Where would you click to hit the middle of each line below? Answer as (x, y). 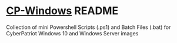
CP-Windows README (62, 11)
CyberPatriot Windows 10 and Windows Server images (72, 33)
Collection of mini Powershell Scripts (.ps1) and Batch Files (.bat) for (88, 27)
